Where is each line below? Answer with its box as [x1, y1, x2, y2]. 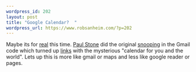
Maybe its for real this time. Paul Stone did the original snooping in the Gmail [6, 41, 190, 48]
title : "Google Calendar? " [6, 19, 77, 25]
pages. [6, 60, 23, 67]
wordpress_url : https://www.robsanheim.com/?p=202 [6, 25, 132, 31]
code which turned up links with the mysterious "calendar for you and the [6, 47, 183, 54]
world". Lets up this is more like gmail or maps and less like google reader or [6, 53, 190, 60]
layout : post [6, 14, 38, 20]
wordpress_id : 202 [6, 8, 51, 15]
